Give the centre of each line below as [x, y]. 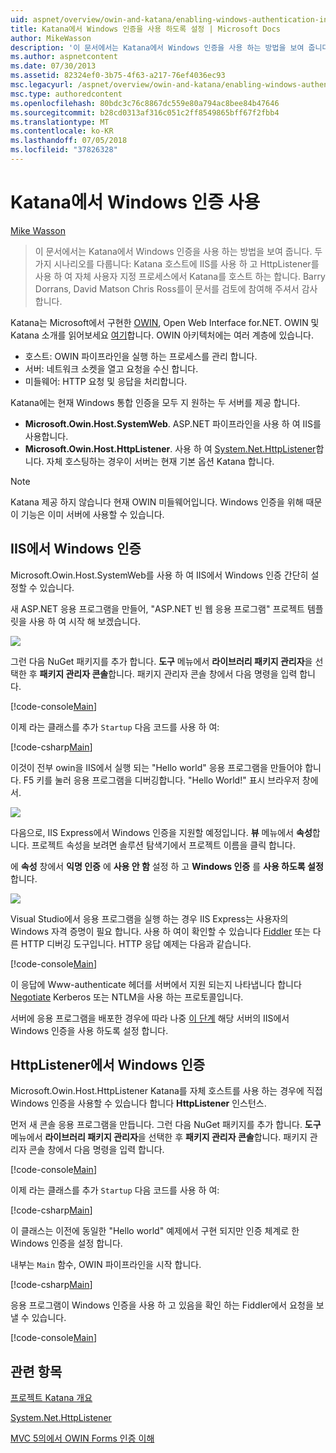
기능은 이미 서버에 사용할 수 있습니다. [92, 514]
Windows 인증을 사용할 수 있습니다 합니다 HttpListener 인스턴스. [138, 1103]
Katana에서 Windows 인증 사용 [135, 202]
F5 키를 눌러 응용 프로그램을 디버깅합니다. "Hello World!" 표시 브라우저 [161, 780]
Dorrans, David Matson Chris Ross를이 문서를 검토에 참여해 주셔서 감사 [176, 288]
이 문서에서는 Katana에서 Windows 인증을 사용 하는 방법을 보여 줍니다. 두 [178, 251]
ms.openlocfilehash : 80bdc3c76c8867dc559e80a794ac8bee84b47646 [145, 103]
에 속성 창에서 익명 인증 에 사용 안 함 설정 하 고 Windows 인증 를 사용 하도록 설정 [167, 866]
